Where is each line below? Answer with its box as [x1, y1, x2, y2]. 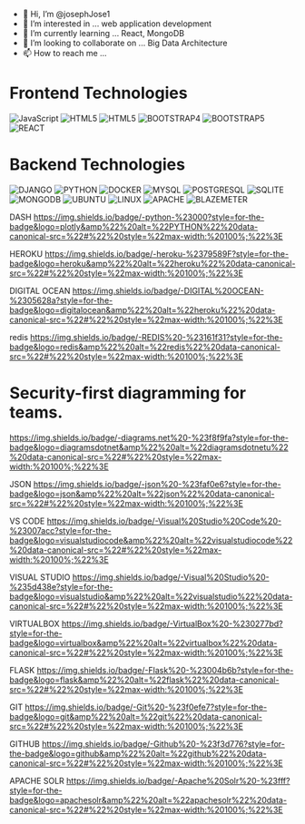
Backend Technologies [9, 154, 186, 175]
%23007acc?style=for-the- [9, 525, 112, 535]
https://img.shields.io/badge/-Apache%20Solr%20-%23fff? [66, 775, 290, 786]
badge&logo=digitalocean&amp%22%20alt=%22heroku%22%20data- [9, 304, 276, 315]
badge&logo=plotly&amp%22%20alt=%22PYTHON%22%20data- [9, 221, 259, 231]
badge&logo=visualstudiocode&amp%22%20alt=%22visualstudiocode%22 [9, 535, 293, 545]
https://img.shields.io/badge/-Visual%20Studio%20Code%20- [46, 515, 282, 526]
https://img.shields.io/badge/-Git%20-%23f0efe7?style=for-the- [25, 701, 268, 712]
